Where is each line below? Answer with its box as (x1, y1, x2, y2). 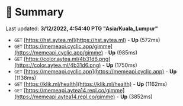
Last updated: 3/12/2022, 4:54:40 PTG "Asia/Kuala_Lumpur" (5, 25, 158, 32)
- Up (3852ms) (116, 93, 153, 100)
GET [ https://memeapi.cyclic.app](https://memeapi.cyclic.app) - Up (14, 68, 177, 75)
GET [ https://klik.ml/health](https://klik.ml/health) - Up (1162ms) (14, 80, 168, 88)
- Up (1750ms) (102, 62, 137, 69)
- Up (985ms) (104, 49, 137, 56)
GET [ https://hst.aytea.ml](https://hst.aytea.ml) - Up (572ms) (14, 36, 160, 43)
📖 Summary (5, 5, 64, 19)
